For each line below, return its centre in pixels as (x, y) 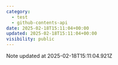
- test (20, 17)
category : (18, 12)
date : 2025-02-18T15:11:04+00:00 (48, 28)
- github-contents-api (40, 22)
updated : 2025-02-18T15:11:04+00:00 (52, 34)
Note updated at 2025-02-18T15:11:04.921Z (59, 56)
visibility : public (30, 39)
